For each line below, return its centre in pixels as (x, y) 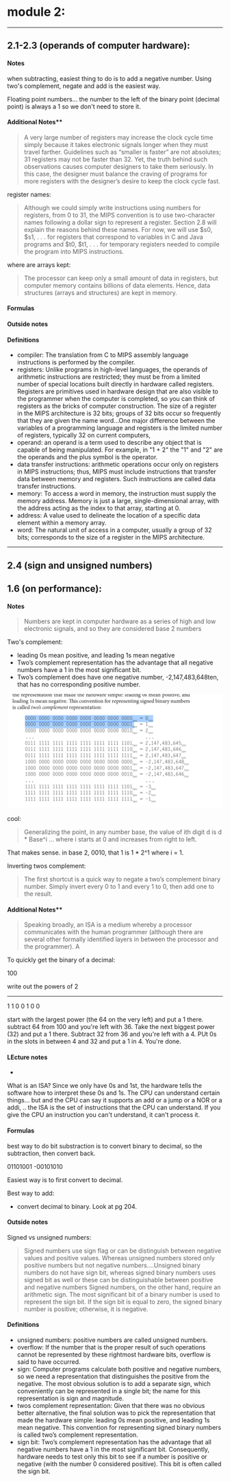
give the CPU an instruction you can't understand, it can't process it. (104, 1115)
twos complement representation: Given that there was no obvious (111, 1405)
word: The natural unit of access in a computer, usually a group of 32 (114, 530)
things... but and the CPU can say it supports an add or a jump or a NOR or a (115, 1100)
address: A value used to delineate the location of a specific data (108, 516)
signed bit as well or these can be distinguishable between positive (118, 1280)
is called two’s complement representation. (77, 1435)
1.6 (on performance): (54, 589)
